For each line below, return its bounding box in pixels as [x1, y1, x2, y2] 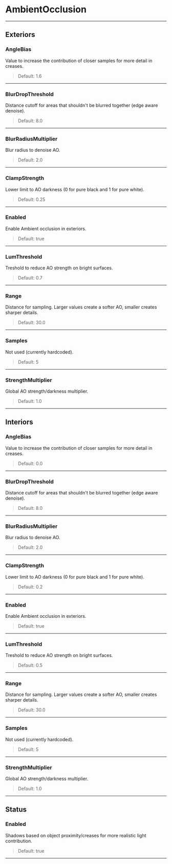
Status [5, 805, 27, 814]
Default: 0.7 [17, 275, 42, 281]
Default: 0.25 [17, 196, 46, 203]
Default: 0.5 [17, 662, 42, 669]
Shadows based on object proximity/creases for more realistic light [5, 832, 146, 838]
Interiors [5, 418, 33, 427]
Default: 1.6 [17, 73, 42, 79]
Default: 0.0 [17, 460, 43, 466]
